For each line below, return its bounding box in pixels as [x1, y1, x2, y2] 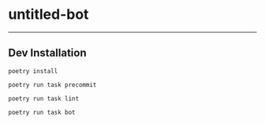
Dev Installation [8, 46, 87, 60]
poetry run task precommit [8, 81, 97, 89]
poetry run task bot [8, 108, 77, 116]
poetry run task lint [8, 94, 80, 103]
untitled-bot [8, 5, 89, 24]
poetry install [8, 67, 58, 75]
